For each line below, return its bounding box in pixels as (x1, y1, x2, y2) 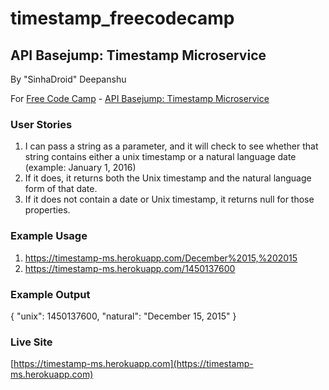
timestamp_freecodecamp (10, 7, 235, 30)
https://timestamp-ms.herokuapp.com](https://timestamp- (13, 358, 254, 370)
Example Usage (10, 229, 88, 243)
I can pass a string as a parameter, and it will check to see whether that (24, 140, 319, 152)
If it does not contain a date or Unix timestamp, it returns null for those (24, 193, 315, 206)
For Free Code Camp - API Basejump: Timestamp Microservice (10, 93, 270, 104)
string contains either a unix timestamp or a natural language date (24, 151, 297, 163)
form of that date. (24, 183, 98, 195)
